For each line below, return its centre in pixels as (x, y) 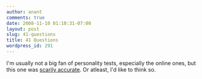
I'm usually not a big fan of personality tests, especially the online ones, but (101, 63)
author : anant (24, 12)
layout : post (23, 29)
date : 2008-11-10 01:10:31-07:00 (49, 23)
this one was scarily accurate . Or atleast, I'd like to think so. (81, 69)
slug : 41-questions (31, 35)
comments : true (26, 18)
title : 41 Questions (33, 40)
